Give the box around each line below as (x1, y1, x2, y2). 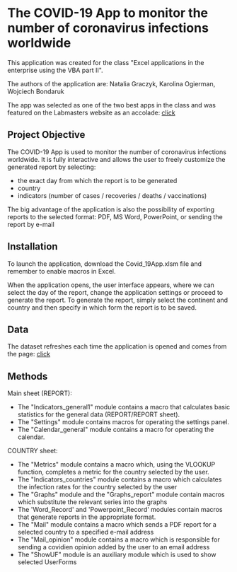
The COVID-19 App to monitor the (7, 5, 209, 21)
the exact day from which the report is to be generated (17, 176, 178, 185)
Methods (7, 370, 48, 383)
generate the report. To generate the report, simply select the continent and (7, 296, 229, 304)
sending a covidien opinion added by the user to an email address (17, 543, 210, 551)
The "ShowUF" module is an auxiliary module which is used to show (17, 550, 217, 559)
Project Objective (7, 129, 86, 141)
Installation (7, 240, 58, 252)
